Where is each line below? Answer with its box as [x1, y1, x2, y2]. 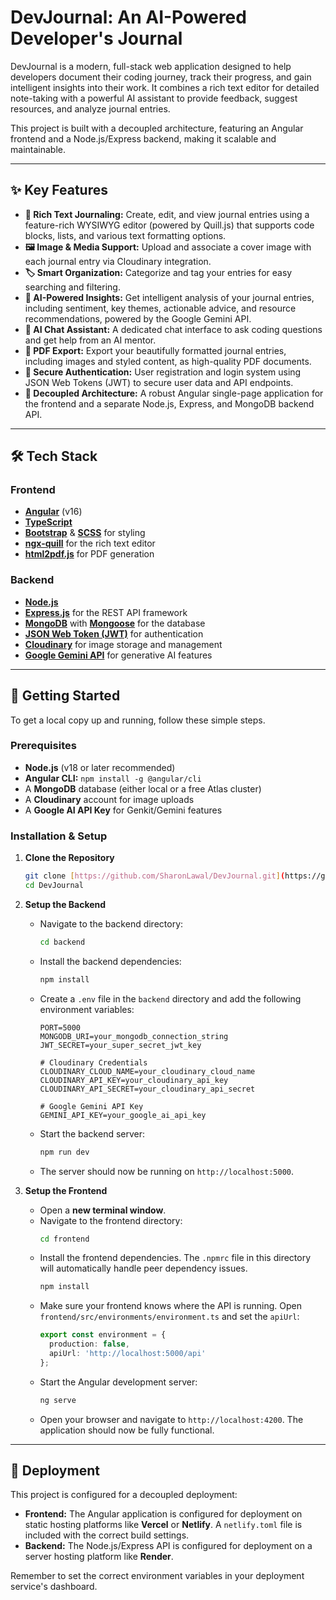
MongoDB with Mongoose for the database [24, 617, 206, 629]
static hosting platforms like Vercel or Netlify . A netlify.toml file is [24, 1519, 303, 1531]
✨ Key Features [10, 182, 108, 199]
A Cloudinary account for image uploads [24, 793, 195, 805]
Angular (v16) [24, 506, 83, 518]
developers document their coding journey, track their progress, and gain [10, 71, 312, 83]
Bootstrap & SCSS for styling [24, 527, 146, 539]
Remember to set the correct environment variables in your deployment [10, 1570, 305, 1582]
